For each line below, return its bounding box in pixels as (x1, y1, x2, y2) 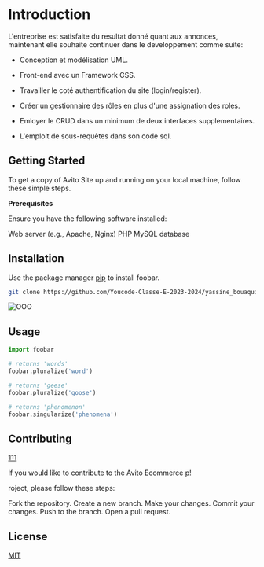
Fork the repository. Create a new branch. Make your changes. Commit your (8, 499, 255, 508)
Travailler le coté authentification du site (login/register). (19, 85, 202, 95)
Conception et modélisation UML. (19, 55, 128, 64)
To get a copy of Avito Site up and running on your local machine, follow (8, 175, 241, 184)
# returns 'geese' (8, 381, 68, 389)
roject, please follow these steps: (8, 484, 115, 493)
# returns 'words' (8, 360, 68, 368)
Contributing (8, 432, 72, 445)
